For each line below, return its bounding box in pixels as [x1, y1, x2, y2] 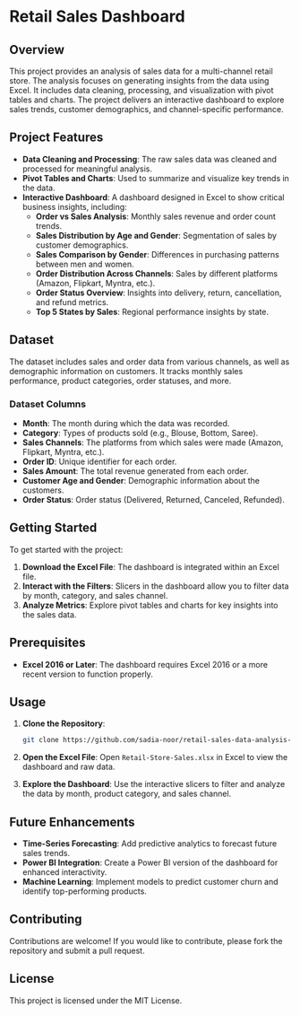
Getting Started [9, 521, 98, 536]
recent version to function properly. [21, 669, 154, 679]
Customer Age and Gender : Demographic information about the [21, 475, 260, 486]
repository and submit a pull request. [9, 945, 145, 956]
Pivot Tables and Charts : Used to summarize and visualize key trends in [21, 172, 289, 183]
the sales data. [21, 608, 77, 620]
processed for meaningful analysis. [21, 163, 153, 174]
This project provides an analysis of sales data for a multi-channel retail [9, 66, 273, 76]
